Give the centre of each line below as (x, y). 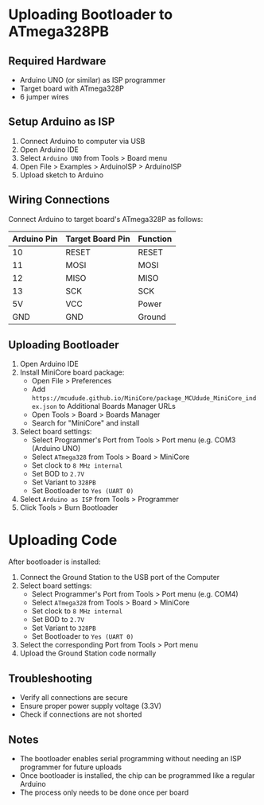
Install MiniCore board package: (72, 372)
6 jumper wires (44, 97)
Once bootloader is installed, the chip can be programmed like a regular (137, 776)
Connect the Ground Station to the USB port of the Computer (120, 577)
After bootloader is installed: (54, 562)
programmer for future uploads (70, 767)
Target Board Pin (98, 239)
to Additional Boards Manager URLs (117, 406)
